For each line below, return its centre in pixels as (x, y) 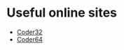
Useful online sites (62, 13)
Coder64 (30, 39)
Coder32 (29, 32)
